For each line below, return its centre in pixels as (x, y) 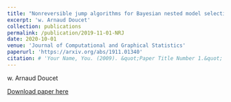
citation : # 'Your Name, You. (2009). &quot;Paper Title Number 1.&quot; (115, 59)
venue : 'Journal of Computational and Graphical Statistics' (97, 45)
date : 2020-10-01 (32, 39)
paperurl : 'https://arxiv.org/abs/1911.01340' (75, 52)
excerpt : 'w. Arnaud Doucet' (49, 20)
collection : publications (44, 26)
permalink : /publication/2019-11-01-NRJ (66, 33)
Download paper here (38, 91)
